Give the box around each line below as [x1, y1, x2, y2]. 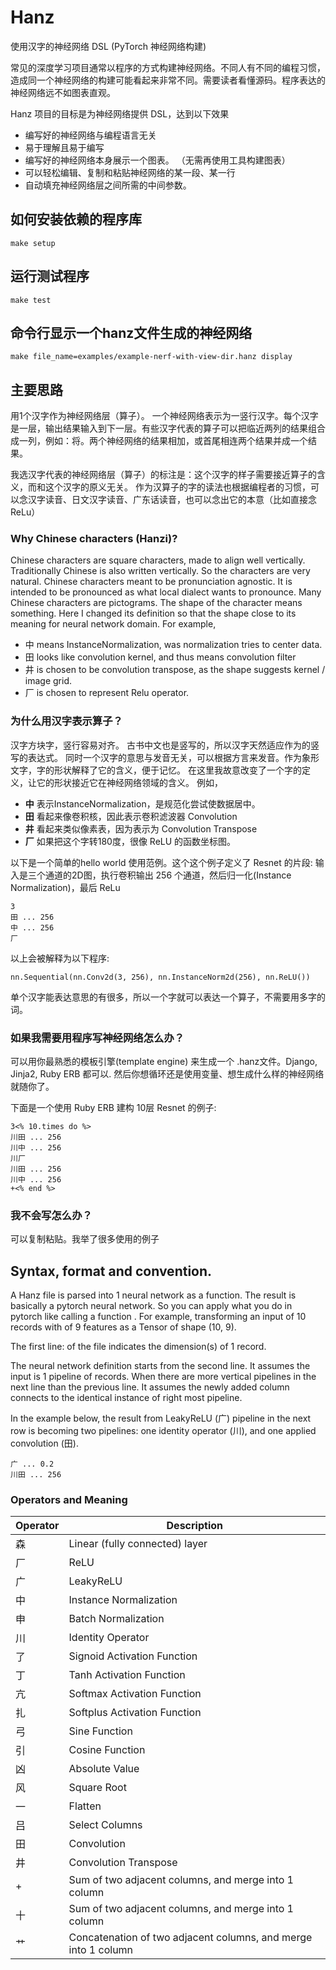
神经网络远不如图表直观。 [10, 86, 116, 98]
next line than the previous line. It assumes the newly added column [10, 1381, 290, 1393]
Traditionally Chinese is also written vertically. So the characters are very [10, 565, 311, 577]
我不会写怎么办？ [10, 1209, 93, 1222]
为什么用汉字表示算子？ [10, 714, 123, 728]
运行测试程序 [10, 268, 90, 285]
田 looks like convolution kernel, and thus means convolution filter [24, 651, 297, 663]
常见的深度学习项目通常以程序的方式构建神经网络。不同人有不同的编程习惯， [10, 61, 326, 73]
